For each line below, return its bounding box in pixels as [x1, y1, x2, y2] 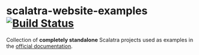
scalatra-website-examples [6, 4, 148, 18]
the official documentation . [6, 43, 73, 50]
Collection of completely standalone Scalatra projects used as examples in [6, 36, 194, 43]
